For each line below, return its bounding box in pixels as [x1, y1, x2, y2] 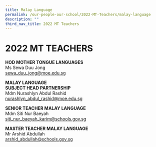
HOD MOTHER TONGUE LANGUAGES [5, 59, 83, 65]
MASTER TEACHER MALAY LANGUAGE [5, 125, 88, 131]
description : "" [5, 16, 39, 21]
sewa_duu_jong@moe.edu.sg [5, 70, 66, 76]
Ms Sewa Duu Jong [5, 64, 45, 70]
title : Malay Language [5, 7, 52, 12]
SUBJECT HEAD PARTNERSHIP [5, 85, 71, 91]
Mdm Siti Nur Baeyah [5, 110, 49, 116]
